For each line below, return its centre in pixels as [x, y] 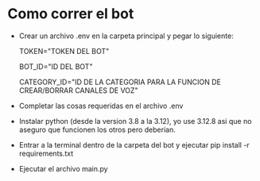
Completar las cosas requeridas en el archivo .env [101, 106]
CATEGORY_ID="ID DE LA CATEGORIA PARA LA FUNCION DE [120, 82]
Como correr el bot [71, 14]
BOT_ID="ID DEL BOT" [56, 66]
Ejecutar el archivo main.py [63, 168]
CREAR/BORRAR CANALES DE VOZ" [78, 90]
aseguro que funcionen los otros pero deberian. [97, 129]
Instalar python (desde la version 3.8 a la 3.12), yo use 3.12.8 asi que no [135, 121]
